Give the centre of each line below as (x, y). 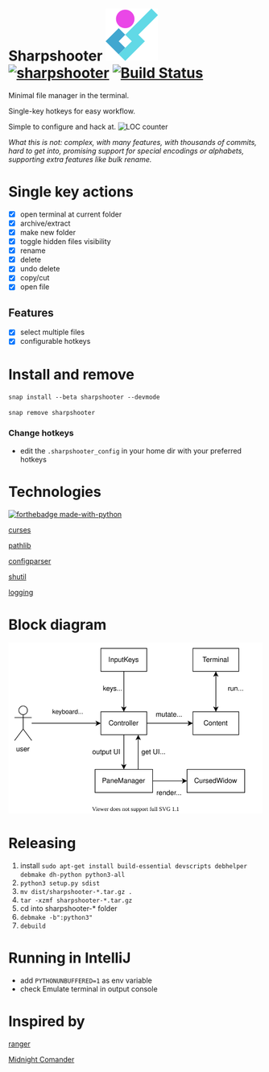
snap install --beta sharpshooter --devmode (84, 397)
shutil (17, 577)
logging (21, 592)
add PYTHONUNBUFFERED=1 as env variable (86, 980)
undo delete (40, 269)
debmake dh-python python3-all (72, 875)
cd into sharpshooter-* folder (69, 908)
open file (35, 287)
